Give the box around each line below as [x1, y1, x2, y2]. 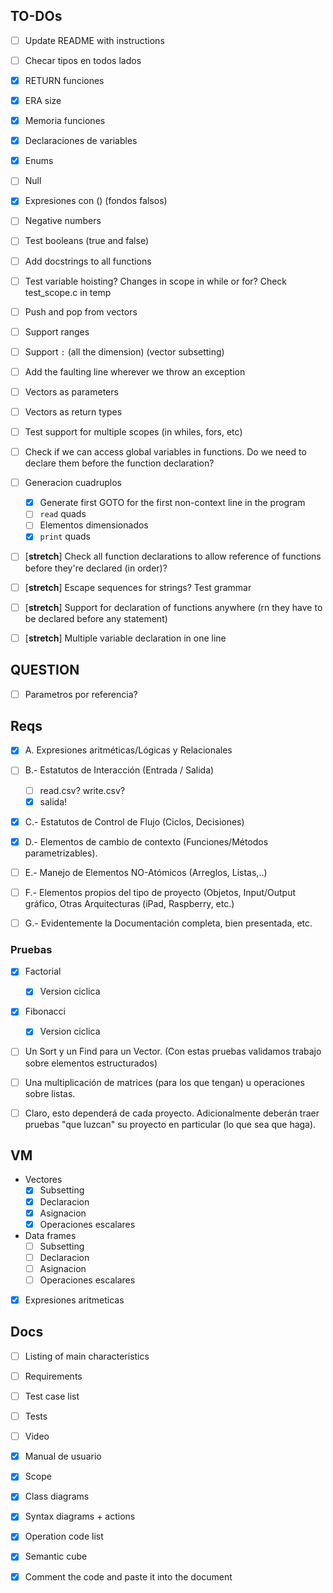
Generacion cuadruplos [24, 477, 122, 489]
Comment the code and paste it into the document [24, 1570, 233, 1583]
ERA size [24, 95, 62, 106]
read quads [39, 508, 87, 520]
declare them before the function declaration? [24, 457, 215, 469]
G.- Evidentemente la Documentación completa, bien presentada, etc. [24, 917, 313, 929]
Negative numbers [24, 215, 102, 227]
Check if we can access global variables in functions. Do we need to [24, 446, 307, 458]
